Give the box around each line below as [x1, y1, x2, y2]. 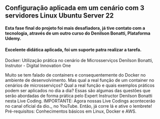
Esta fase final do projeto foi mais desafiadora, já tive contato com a [5, 25, 145, 31]
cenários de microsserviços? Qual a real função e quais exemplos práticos [5, 82, 155, 88]
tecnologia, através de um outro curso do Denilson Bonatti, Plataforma [5, 30, 151, 36]
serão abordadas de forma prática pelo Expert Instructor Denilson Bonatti [5, 93, 153, 99]
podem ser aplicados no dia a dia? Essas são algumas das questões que [5, 88, 151, 94]
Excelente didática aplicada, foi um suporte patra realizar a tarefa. [5, 46, 142, 53]
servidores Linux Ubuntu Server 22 [5, 12, 114, 20]
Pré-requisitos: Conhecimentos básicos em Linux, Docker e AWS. [5, 108, 137, 114]
